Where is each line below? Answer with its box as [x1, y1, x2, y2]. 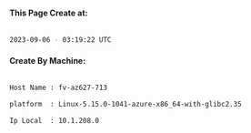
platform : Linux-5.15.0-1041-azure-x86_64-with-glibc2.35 [9, 100, 243, 109]
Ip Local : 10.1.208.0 [9, 117, 100, 126]
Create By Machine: [9, 55, 86, 66]
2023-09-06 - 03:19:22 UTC [9, 36, 112, 45]
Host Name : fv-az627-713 [9, 83, 107, 93]
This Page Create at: [9, 7, 88, 18]
